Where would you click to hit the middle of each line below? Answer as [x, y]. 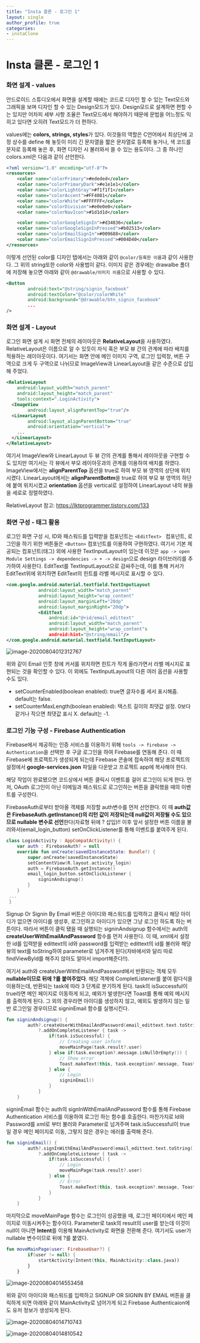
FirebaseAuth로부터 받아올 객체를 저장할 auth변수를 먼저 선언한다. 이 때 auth [96, 807]
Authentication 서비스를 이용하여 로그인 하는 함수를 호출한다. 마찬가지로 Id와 [95, 1116]
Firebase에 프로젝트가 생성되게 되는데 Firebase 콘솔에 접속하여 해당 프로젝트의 [98, 760]
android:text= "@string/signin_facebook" [78, 289]
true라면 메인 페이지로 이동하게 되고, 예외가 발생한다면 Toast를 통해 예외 [90, 993]
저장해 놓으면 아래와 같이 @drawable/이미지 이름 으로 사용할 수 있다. [89, 272]
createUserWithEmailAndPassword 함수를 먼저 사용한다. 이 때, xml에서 [92, 936]
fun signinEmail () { [32, 1143]
